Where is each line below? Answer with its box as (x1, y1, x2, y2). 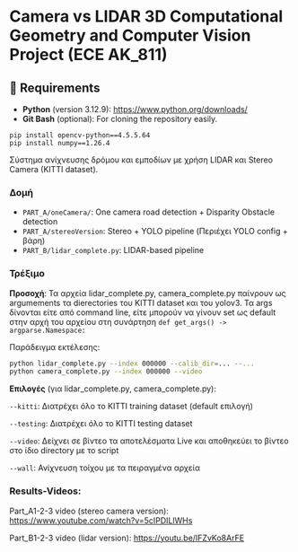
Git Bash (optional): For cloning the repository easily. (22, 114, 218, 124)
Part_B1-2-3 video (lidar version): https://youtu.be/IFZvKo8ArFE (9, 532, 245, 543)
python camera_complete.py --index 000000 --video (9, 367, 203, 376)
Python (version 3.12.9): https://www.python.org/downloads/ (22, 104, 249, 114)
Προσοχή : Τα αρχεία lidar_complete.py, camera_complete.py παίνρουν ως (9, 287, 287, 298)
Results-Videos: (9, 485, 82, 497)
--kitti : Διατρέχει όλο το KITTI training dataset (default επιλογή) (9, 401, 254, 412)
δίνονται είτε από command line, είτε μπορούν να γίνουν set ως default (9, 307, 276, 318)
